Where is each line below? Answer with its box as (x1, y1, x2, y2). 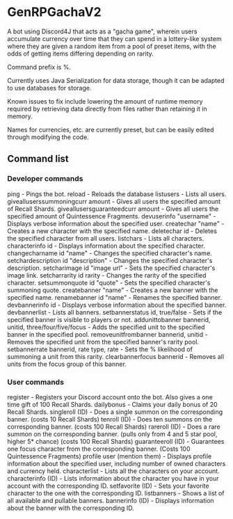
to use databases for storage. (7, 83, 92, 92)
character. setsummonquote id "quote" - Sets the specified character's (7, 278, 211, 287)
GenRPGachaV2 (7, 4, 102, 20)
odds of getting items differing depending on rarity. (7, 49, 154, 58)
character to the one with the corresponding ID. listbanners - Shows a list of (7, 488, 225, 497)
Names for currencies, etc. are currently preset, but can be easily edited (7, 125, 214, 134)
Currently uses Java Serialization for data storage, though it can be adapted (7, 76, 225, 84)
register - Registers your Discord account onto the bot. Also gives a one (7, 392, 214, 401)
